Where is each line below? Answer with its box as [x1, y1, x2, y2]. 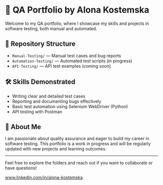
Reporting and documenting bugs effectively [12, 98, 101, 104]
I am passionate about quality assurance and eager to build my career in [5, 136, 149, 142]
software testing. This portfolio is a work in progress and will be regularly [5, 141, 151, 147]
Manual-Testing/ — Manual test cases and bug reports [12, 53, 121, 58]
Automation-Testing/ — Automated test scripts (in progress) [12, 58, 132, 64]
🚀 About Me [5, 123, 41, 131]
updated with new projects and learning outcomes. [5, 146, 107, 152]
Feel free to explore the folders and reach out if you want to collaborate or [5, 160, 153, 166]
